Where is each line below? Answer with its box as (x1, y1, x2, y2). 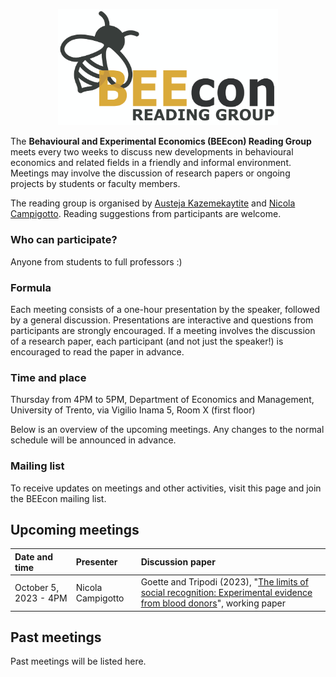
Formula (10, 280, 52, 294)
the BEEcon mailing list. (10, 492, 107, 504)
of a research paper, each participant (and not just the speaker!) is (10, 335, 284, 347)
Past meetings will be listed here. (10, 655, 147, 668)
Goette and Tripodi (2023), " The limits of (140, 576, 309, 588)
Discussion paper (140, 556, 216, 568)
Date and (14, 550, 53, 563)
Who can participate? (10, 233, 118, 247)
